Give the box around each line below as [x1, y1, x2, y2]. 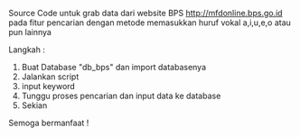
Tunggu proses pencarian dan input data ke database [21, 90, 221, 101]
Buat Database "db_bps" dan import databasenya [21, 62, 207, 72]
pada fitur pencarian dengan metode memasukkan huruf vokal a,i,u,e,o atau [8, 17, 291, 28]
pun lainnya [8, 27, 52, 37]
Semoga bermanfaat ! [8, 117, 89, 128]
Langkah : [8, 44, 46, 55]
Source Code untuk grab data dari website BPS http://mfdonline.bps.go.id [8, 8, 283, 18]
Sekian [21, 100, 48, 111]
